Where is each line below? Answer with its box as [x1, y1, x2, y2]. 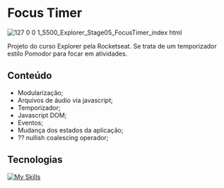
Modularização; [17, 88, 64, 96]
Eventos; [17, 118, 44, 127]
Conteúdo [7, 70, 52, 82]
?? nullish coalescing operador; [17, 133, 109, 142]
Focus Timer [7, 5, 83, 21]
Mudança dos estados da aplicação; [17, 125, 124, 134]
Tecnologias [7, 153, 63, 166]
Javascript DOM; [17, 111, 67, 119]
